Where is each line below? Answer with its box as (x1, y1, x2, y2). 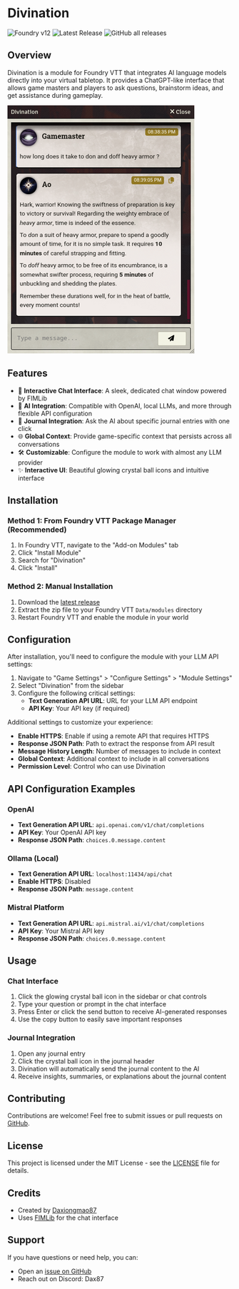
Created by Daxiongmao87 (17, 1206, 97, 1215)
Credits (7, 1187, 41, 1199)
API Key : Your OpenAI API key (17, 828, 107, 836)
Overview (7, 49, 52, 61)
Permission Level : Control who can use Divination (17, 762, 166, 771)
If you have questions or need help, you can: (7, 1253, 138, 1261)
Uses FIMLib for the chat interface (17, 1213, 119, 1222)
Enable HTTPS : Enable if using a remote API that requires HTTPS (17, 732, 209, 740)
